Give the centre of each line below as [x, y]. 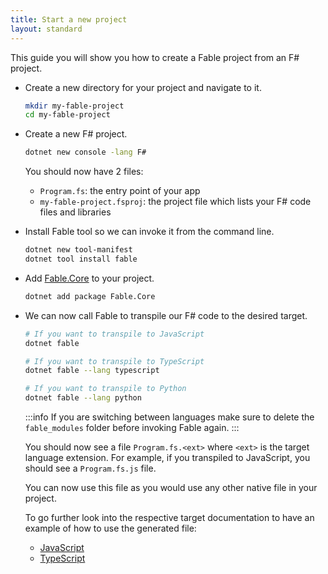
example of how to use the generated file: [110, 528]
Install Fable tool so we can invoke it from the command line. [149, 232]
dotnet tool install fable [81, 259]
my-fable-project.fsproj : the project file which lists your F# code [175, 202]
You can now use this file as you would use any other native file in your [171, 487]
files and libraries [75, 212]
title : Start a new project [69, 19]
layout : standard [46, 29]
